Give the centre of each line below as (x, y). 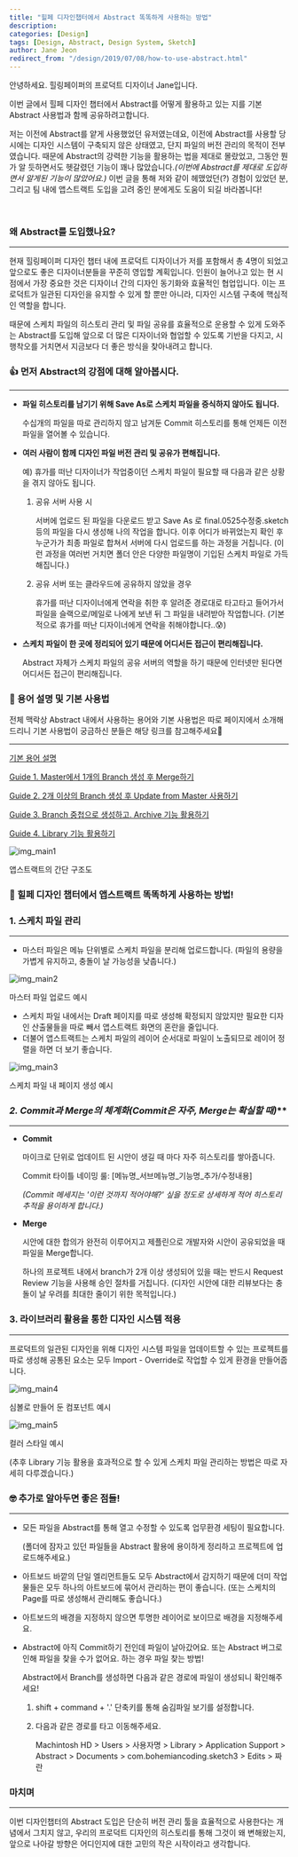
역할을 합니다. (42, 305)
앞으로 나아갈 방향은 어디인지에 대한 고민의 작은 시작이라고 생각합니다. (130, 1844)
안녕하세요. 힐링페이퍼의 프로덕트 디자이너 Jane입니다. (103, 85)
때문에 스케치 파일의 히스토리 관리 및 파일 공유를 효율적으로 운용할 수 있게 (136, 324)
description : (33, 26)
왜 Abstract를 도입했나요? (63, 232)
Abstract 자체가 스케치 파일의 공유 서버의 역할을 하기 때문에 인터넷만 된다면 (152, 662)
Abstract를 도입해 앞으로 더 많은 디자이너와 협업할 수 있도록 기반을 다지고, (146, 336)
